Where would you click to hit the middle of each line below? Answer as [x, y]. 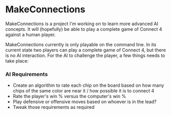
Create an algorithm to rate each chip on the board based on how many [88, 85]
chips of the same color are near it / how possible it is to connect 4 [83, 91]
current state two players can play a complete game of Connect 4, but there [85, 50]
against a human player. [31, 34]
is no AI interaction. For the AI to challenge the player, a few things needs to [85, 55]
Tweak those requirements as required [54, 107]
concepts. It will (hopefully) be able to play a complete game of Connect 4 [84, 29]
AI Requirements [26, 74]
